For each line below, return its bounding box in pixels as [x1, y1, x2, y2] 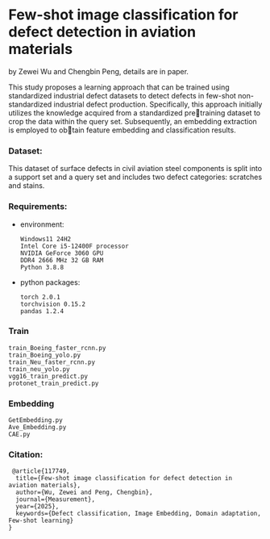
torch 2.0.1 [19, 293, 60, 301]
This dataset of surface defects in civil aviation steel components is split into [8, 164, 263, 173]
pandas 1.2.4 [19, 307, 64, 315]
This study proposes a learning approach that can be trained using [8, 82, 230, 92]
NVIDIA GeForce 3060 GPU [19, 249, 104, 257]
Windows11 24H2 [19, 235, 72, 243]
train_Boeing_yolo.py [8, 351, 81, 359]
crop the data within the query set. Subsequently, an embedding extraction [8, 116, 258, 126]
